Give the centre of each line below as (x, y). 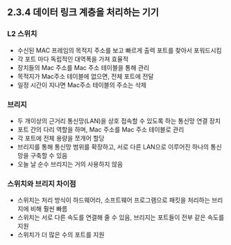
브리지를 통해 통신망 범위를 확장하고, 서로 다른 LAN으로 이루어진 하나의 (113, 147)
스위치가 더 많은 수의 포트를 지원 (61, 235)
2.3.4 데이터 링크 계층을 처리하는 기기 (83, 12)
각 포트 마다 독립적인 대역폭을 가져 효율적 (73, 59)
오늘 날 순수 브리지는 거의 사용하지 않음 (70, 164)
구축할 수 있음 (49, 155)
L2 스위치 (22, 34)
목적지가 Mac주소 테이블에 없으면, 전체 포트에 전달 (85, 76)
